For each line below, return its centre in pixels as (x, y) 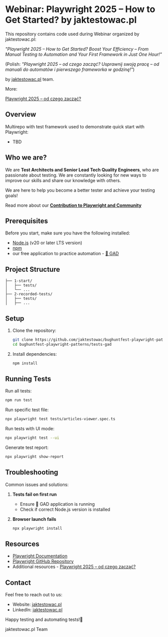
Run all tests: (18, 391)
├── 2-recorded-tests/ (29, 294)
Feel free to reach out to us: (34, 595)
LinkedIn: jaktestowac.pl (37, 610)
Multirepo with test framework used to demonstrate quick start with (75, 126)
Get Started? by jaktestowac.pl (71, 20)
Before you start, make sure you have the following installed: (68, 233)
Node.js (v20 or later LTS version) (47, 243)
